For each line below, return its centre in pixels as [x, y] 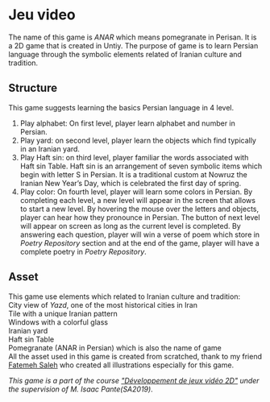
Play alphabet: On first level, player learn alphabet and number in [128, 123]
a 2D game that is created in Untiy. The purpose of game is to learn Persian [133, 45]
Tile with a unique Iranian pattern [63, 313]
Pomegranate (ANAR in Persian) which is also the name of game [115, 347]
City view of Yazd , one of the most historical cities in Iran [103, 305]
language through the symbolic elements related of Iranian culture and [125, 54]
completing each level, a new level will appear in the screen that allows [138, 200]
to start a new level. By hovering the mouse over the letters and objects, [139, 209]
